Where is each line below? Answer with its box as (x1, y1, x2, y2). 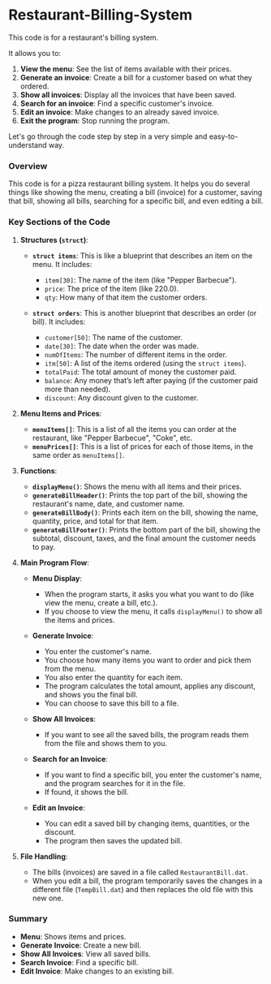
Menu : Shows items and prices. (19, 931, 127, 941)
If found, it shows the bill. (44, 787, 129, 796)
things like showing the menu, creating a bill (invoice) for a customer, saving (8, 188, 263, 197)
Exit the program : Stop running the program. (19, 115, 170, 125)
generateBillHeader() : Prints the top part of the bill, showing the (32, 490, 248, 500)
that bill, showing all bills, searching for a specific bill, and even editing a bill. (8, 196, 264, 206)
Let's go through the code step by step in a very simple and (8, 132, 208, 141)
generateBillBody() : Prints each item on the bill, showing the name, (32, 507, 259, 517)
